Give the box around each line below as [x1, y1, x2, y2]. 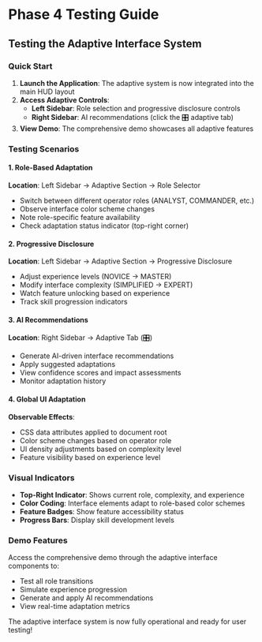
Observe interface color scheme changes [19, 204, 155, 214]
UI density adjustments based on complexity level [19, 444, 182, 454]
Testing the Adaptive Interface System [8, 37, 202, 50]
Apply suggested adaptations [19, 360, 116, 369]
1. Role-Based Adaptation [8, 163, 93, 173]
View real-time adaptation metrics [19, 602, 130, 611]
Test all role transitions [19, 577, 94, 586]
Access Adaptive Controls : [19, 95, 110, 104]
